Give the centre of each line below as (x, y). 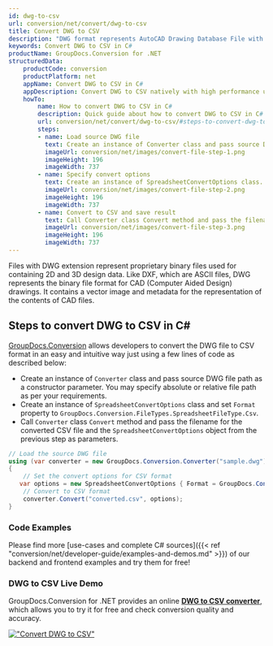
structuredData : (36, 62)
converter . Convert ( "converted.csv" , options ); (103, 499)
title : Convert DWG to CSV (54, 31)
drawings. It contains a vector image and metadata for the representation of (135, 291)
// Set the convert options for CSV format (98, 476)
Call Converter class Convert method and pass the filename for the (131, 421)
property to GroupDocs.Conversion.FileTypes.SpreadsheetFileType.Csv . (139, 413)
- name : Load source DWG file (89, 137)
